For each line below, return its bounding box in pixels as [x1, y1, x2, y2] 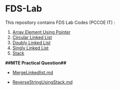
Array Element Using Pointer [12, 29, 71, 35]
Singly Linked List [12, 45, 49, 51]
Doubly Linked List [12, 39, 51, 45]
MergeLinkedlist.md [12, 69, 53, 75]
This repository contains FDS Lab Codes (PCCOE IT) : [5, 19, 116, 25]
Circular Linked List [12, 34, 52, 40]
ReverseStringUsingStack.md [12, 79, 73, 85]
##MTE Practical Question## [5, 60, 67, 66]
